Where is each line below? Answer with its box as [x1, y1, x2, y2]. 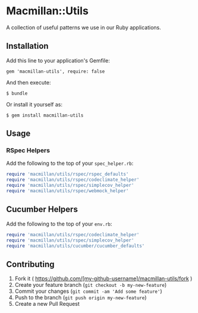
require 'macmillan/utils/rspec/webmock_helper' [6, 188, 129, 194]
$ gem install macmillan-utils [6, 112, 84, 118]
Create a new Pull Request [14, 301, 80, 308]
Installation [6, 41, 49, 51]
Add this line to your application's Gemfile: [6, 57, 110, 64]
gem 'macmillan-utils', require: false [6, 68, 105, 74]
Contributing [6, 259, 55, 269]
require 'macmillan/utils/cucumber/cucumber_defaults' [6, 243, 145, 249]
